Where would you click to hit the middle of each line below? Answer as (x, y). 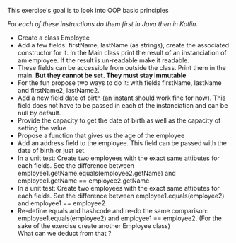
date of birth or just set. (52, 151)
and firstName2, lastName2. (59, 90)
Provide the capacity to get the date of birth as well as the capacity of (119, 120)
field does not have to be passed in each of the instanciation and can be (123, 105)
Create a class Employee (54, 38)
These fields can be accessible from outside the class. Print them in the (122, 68)
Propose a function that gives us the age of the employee (101, 135)
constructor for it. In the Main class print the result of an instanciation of (122, 53)
